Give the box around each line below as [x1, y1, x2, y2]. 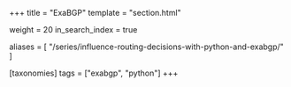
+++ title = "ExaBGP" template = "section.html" [9, 8, 181, 18]
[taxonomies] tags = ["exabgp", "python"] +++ [9, 68, 179, 78]
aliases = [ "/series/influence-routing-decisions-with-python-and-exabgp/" [9, 41, 285, 52]
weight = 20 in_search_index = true [9, 25, 138, 34]
